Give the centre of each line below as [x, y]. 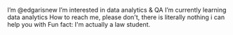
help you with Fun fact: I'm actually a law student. [79, 24]
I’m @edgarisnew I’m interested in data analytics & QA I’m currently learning [117, 10]
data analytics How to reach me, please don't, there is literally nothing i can [116, 17]
